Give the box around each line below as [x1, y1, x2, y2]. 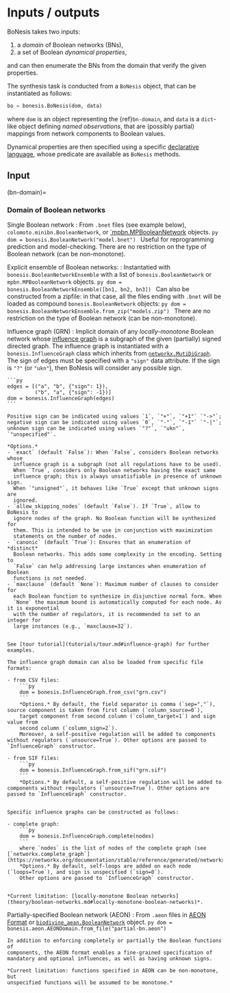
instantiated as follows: [7, 89, 72, 97]
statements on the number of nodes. [13, 532, 118, 539]
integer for [7, 617, 41, 624]
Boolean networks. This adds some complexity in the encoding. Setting [13, 550, 222, 558]
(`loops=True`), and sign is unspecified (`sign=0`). [7, 868, 164, 875]
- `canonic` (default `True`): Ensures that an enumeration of [7, 539, 192, 545]
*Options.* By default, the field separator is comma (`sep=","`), [19, 700, 216, 707]
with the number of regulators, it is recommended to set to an [13, 611, 201, 617]
